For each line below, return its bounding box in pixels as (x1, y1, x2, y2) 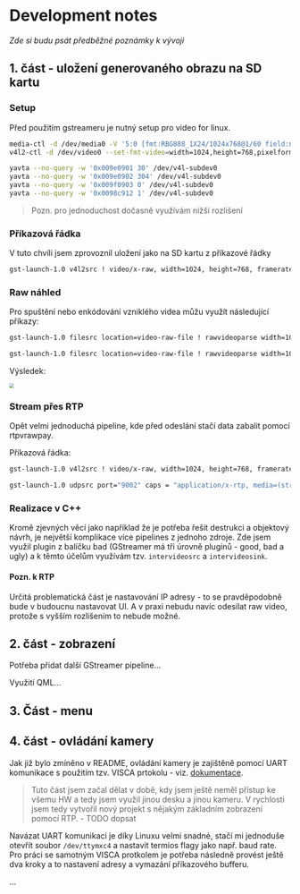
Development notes (9, 5, 158, 26)
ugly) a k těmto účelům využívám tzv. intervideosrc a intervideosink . (9, 551, 268, 562)
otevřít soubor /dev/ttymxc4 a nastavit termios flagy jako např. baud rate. (9, 839, 277, 850)
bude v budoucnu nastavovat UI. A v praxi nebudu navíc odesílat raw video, (9, 600, 287, 611)
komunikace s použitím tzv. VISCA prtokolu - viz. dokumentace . (9, 767, 244, 778)
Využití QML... (9, 677, 62, 688)
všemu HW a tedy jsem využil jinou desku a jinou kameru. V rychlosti (30, 794, 286, 805)
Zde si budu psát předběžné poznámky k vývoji (9, 35, 185, 46)
